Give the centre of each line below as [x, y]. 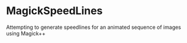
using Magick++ [26, 33]
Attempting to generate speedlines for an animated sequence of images [94, 27]
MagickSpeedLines [54, 11]
